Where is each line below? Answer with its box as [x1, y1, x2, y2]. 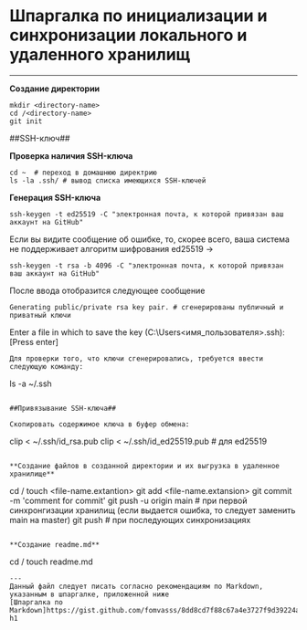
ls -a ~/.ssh [9, 378, 52, 389]
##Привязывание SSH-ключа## [9, 404, 117, 413]
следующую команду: [9, 362, 84, 371]
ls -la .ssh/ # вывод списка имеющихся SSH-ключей [9, 175, 206, 185]
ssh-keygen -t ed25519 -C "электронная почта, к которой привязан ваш [9, 209, 284, 219]
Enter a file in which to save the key [9, 326, 143, 338]
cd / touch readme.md [9, 556, 93, 567]
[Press [9, 336, 35, 347]
